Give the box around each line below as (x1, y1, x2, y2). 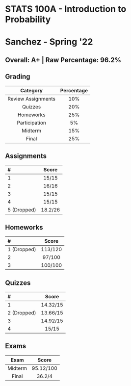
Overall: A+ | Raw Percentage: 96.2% (5, 55, 122, 64)
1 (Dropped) (7, 246, 36, 253)
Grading (5, 73, 30, 81)
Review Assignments (7, 95, 55, 102)
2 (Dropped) (7, 309, 36, 316)
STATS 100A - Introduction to (5, 3, 127, 15)
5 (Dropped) (7, 206, 36, 213)
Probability (5, 14, 51, 25)
